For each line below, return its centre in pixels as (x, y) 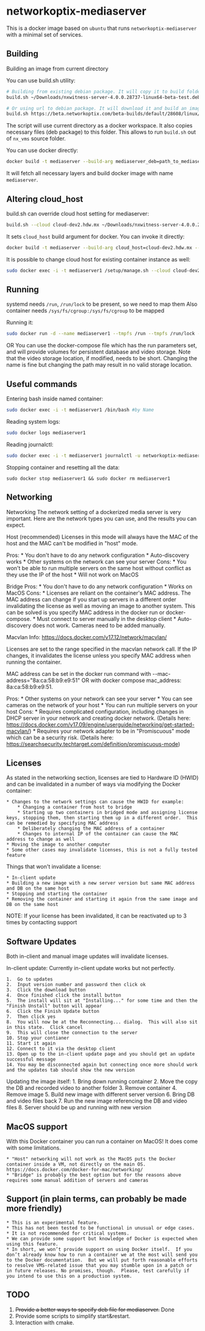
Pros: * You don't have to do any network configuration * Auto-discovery (98, 555)
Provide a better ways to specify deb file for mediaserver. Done (95, 1309)
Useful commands (42, 384)
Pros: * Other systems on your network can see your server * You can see (99, 698)
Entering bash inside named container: (55, 399)
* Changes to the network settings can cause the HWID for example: (95, 802)
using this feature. (33, 1244)
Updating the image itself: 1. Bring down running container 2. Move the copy (102, 1081)
